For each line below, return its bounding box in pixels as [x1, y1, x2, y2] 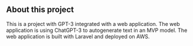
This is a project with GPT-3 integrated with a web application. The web [6, 20, 180, 27]
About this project [6, 5, 74, 15]
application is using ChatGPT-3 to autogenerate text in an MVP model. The [6, 27, 188, 34]
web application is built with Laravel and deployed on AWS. [6, 32, 150, 40]
